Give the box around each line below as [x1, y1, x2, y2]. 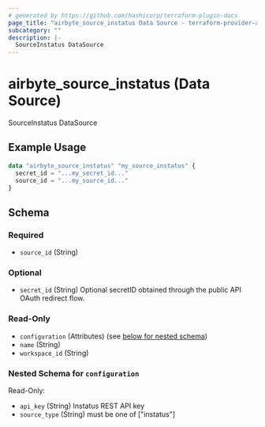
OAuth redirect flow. [19, 293, 85, 303]
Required [8, 229, 44, 240]
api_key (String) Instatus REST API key [19, 401, 145, 410]
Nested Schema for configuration [8, 368, 140, 379]
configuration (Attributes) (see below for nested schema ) [19, 331, 207, 341]
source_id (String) [19, 248, 79, 257]
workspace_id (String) [19, 348, 89, 357]
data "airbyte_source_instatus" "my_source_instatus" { [8, 161, 196, 170]
